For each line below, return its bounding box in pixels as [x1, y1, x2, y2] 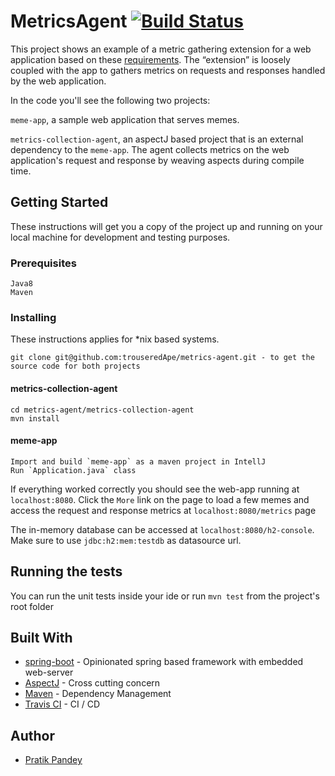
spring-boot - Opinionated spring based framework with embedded [24, 656, 304, 668]
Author [10, 727, 55, 744]
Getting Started [10, 194, 109, 211]
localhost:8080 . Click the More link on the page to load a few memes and [10, 493, 310, 505]
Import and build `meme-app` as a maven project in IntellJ [10, 456, 267, 467]
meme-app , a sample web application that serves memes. [10, 113, 240, 125]
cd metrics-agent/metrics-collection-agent [10, 405, 195, 415]
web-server [24, 666, 74, 679]
